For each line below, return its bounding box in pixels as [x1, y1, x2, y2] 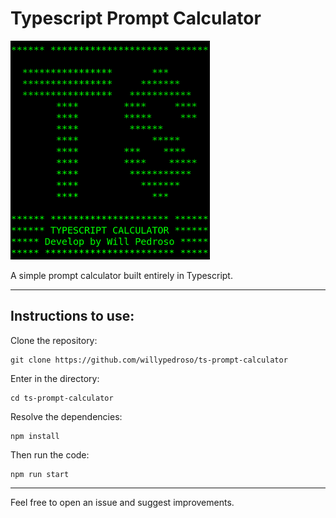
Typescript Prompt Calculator [10, 7, 262, 30]
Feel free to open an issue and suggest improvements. [10, 496, 235, 508]
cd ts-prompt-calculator [10, 393, 114, 403]
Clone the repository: [10, 334, 98, 346]
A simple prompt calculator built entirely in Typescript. [10, 269, 233, 281]
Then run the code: [10, 448, 90, 461]
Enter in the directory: [10, 372, 100, 384]
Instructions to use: [10, 308, 135, 325]
